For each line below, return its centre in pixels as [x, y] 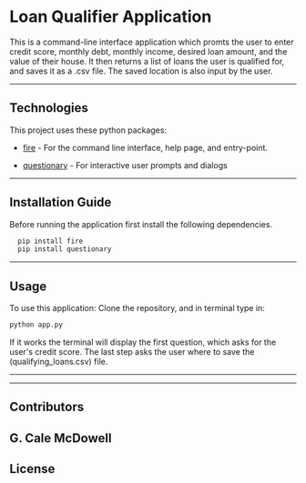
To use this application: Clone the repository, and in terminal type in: [138, 308]
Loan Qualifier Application [111, 17]
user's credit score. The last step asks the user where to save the [132, 352]
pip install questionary [65, 249]
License [32, 469]
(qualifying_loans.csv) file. [59, 362]
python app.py [36, 325]
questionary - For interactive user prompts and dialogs [125, 165]
